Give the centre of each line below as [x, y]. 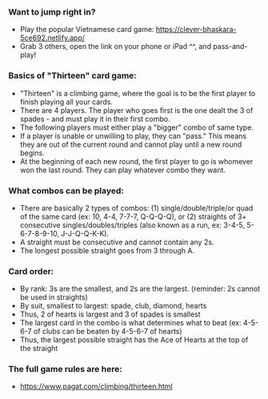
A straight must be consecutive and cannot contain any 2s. [117, 242]
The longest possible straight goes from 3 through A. [107, 250]
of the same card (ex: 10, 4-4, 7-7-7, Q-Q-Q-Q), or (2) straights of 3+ [133, 216]
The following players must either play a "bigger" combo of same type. [137, 127]
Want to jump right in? [52, 12]
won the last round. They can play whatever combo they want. [123, 170]
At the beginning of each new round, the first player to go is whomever [136, 161]
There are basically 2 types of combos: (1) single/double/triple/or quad [136, 208]
